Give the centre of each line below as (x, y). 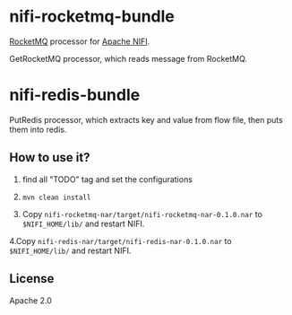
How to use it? (50, 157)
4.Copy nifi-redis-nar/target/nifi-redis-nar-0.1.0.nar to (120, 241)
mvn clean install (56, 197)
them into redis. (38, 129)
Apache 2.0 (30, 300)
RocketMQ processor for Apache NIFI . (80, 41)
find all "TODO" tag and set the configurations (107, 179)
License (32, 279)
